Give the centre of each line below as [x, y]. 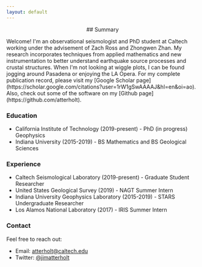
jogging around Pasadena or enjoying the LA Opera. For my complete [93, 73]
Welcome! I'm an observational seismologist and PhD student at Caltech [97, 41]
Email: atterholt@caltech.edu [52, 251]
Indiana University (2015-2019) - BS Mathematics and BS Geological [101, 142]
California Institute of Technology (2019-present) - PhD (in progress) [101, 128]
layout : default [27, 12]
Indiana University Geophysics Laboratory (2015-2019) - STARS [95, 197]
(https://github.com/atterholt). [44, 100]
